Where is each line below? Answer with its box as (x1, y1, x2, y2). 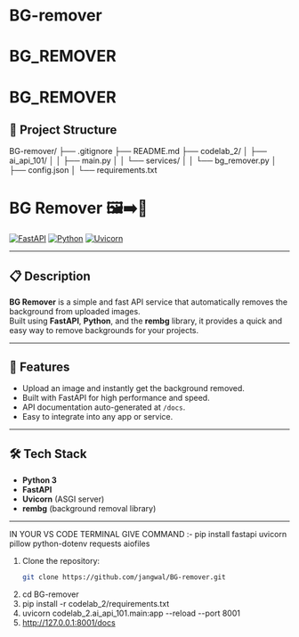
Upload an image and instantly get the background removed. (21, 382, 245, 393)
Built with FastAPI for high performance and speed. (21, 392, 211, 403)
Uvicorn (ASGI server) (21, 494, 105, 504)
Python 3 (21, 474, 58, 486)
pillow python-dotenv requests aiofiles (9, 538, 150, 549)
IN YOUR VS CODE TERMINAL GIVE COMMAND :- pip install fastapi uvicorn (9, 528, 287, 539)
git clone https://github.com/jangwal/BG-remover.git (21, 572, 226, 582)
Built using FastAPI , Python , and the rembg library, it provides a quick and (9, 315, 283, 326)
